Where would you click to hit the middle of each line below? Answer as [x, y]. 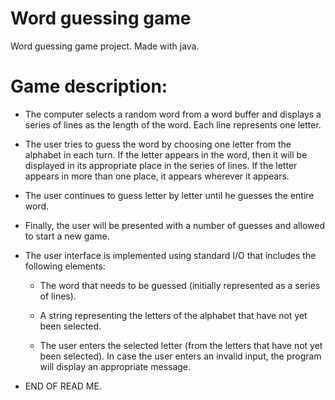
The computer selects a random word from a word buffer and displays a [173, 114]
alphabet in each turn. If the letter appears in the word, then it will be [166, 154]
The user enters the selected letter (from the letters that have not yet [181, 345]
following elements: [65, 266]
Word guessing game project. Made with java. [105, 46]
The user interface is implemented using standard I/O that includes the [170, 255]
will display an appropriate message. [115, 366]
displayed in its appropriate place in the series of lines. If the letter [161, 165]
